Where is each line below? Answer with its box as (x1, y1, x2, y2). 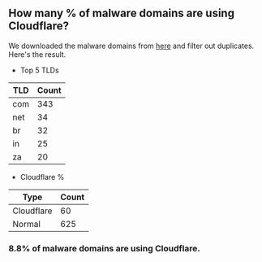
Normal (12, 218, 41, 229)
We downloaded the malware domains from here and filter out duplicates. (8, 41, 255, 50)
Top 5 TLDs (19, 65, 59, 75)
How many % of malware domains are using (8, 7, 235, 20)
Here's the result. (8, 49, 67, 59)
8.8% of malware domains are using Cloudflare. (8, 242, 200, 254)
